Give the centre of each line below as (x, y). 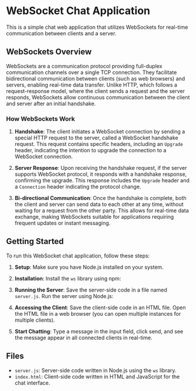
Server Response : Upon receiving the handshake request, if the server (101, 168)
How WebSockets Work (41, 119)
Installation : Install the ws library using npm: (68, 278)
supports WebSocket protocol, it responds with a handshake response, (101, 174)
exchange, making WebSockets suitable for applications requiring (94, 217)
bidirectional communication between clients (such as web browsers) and (96, 78)
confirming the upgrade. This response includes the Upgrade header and (102, 181)
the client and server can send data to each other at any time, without (99, 205)
